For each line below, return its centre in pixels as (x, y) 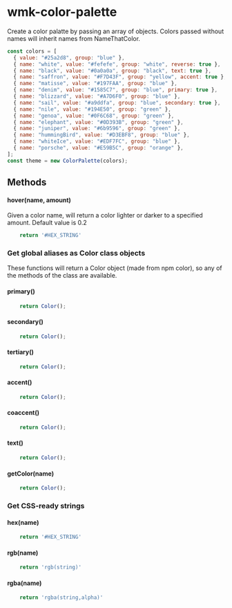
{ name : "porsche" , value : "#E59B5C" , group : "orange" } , (99, 148)
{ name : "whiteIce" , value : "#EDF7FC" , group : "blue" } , (97, 142)
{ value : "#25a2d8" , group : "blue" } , (69, 57)
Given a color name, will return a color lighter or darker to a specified (105, 215)
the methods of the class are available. (62, 276)
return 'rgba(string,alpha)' (61, 598)
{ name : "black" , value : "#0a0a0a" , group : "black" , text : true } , (113, 71)
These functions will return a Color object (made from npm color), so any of (115, 268)
